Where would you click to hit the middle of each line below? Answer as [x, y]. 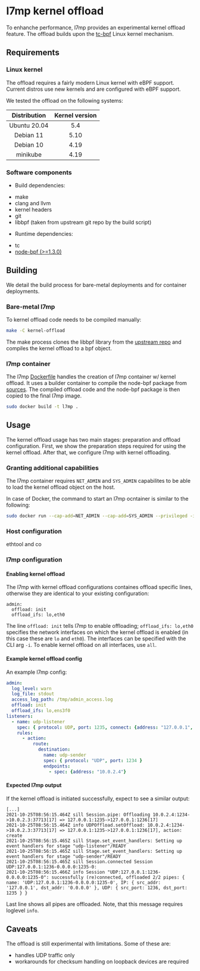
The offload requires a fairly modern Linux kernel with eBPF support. [90, 82]
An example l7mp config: [37, 672]
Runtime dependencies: [44, 233]
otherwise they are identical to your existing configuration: [78, 594]
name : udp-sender [65, 755]
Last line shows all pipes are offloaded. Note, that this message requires [95, 904]
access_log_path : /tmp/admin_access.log [62, 699]
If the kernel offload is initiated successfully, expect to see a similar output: [98, 799]
